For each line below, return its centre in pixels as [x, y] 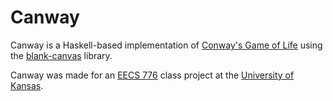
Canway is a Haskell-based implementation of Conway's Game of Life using [166, 45]
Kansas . [27, 85]
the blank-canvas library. [61, 55]
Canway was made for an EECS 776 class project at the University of [152, 75]
